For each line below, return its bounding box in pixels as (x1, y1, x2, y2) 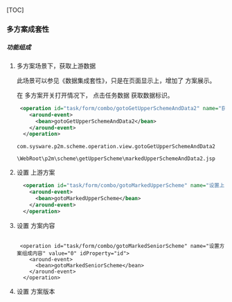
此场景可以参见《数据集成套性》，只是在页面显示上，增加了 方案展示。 (16, 76, 216, 85)
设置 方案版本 (16, 287, 55, 295)
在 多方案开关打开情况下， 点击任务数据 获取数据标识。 (16, 91, 174, 99)
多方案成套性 (6, 24, 50, 34)
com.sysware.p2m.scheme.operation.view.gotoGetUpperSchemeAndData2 (16, 143, 215, 150)
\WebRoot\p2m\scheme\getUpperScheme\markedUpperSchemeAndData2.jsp (16, 155, 215, 162)
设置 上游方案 (16, 168, 55, 177)
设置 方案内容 (16, 221, 55, 229)
